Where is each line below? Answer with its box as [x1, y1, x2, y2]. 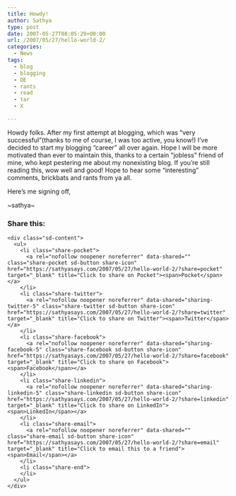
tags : [7, 57, 23, 64]
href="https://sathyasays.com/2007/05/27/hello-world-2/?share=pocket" [7, 266, 223, 273]
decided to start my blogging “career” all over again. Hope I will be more [7, 143, 218, 152]
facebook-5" [7, 346, 42, 354]
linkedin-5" [7, 390, 42, 397]
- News [13, 50, 33, 57]
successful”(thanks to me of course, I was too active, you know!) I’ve [7, 135, 208, 144]
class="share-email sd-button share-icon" [7, 433, 134, 440]
